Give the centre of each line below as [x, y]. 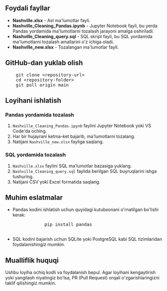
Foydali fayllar [28, 8]
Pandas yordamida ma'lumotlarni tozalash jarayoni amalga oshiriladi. [83, 31]
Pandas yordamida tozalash [40, 115]
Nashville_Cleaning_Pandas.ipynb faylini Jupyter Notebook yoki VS [82, 126]
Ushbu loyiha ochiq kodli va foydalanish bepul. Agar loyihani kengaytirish [80, 272]
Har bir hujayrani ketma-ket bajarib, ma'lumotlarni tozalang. [74, 136]
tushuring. [23, 176]
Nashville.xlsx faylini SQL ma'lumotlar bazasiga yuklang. [72, 166]
